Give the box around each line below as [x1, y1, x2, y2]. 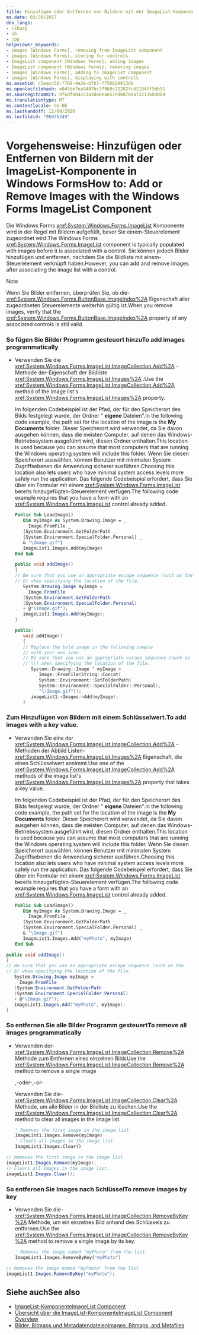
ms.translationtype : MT [6, 97, 65, 103]
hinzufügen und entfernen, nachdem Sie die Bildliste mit [6, 254, 143, 261]
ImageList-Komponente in [6, 165, 137, 178]
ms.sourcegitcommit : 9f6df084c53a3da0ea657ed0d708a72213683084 [6, 91, 166, 97]
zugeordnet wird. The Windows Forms [6, 235, 98, 242]
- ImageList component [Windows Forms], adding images [6, 58, 145, 64]
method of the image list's [14, 388, 79, 395]
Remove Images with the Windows [6, 190, 179, 203]
